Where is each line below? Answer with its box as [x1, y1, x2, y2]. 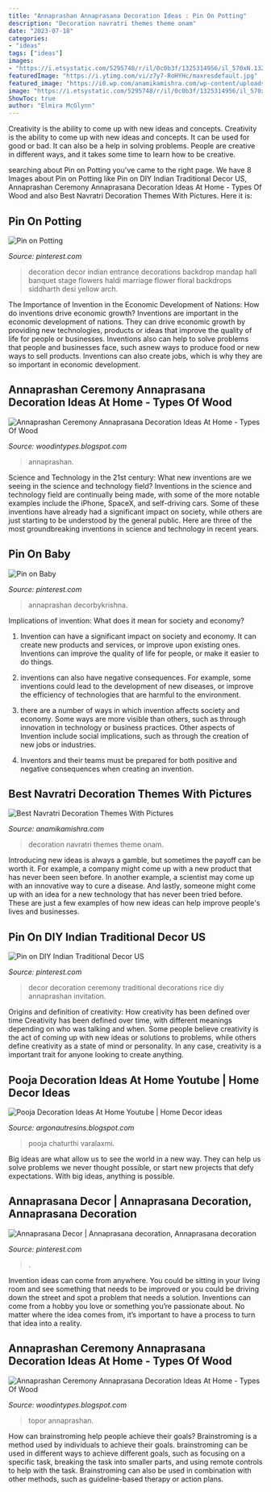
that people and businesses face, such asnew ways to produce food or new [8, 342, 261, 352]
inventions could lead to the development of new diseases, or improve [19, 681, 254, 690]
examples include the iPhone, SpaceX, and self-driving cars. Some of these [8, 498, 260, 508]
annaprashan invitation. [27, 991, 106, 1001]
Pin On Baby [8, 548, 71, 561]
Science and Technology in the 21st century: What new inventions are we [8, 473, 252, 482]
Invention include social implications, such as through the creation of [19, 731, 249, 740]
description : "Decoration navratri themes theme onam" [8, 19, 197, 27]
